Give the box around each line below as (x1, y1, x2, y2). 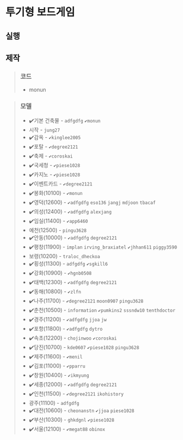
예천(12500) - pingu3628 (28, 227, 87, 234)
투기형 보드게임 (5, 5, 75, 19)
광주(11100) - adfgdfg (28, 399, 79, 406)
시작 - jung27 (28, 126, 60, 133)
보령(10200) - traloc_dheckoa (28, 252, 100, 259)
